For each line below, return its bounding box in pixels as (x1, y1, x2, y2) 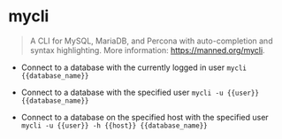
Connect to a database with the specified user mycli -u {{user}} (20, 87, 260, 97)
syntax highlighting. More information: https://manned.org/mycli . (29, 44, 266, 55)
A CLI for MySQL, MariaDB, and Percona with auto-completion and (29, 35, 273, 46)
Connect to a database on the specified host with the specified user (20, 112, 269, 122)
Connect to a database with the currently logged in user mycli (20, 62, 247, 73)
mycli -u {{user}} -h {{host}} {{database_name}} (20, 121, 209, 130)
